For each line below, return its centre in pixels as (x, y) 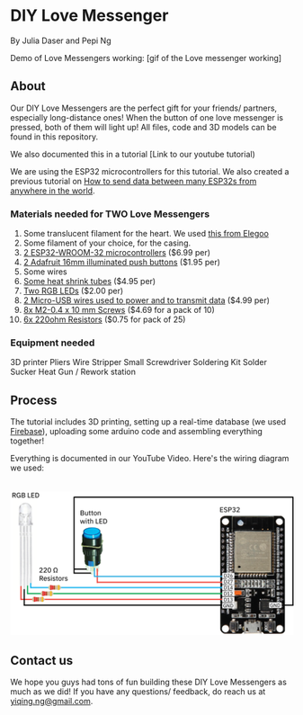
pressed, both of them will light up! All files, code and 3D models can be (143, 127)
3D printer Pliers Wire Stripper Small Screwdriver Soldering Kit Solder (139, 362)
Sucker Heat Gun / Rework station (73, 372)
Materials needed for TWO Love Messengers (110, 214)
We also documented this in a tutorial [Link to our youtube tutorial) (133, 154)
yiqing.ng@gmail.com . (52, 701)
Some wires (45, 272)
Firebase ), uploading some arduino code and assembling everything (137, 432)
